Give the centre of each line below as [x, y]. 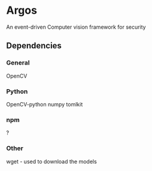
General [18, 63]
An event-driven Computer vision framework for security [76, 27]
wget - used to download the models [51, 161]
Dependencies [34, 46]
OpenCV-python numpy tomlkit [45, 104]
